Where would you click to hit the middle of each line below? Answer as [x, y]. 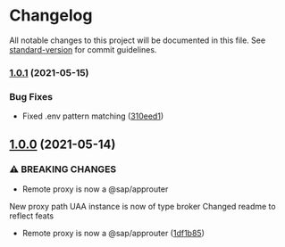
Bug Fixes [31, 96]
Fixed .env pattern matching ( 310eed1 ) [92, 116]
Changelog [51, 16]
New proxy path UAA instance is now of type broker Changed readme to [142, 206]
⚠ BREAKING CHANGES [63, 169]
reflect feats [32, 216]
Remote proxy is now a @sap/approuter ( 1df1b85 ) [113, 233]
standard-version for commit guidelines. [83, 49]
